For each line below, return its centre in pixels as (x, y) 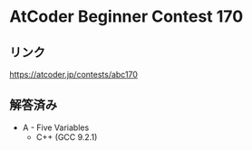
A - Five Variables (56, 127)
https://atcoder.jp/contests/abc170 (74, 75)
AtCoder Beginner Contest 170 (126, 17)
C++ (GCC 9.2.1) (67, 136)
